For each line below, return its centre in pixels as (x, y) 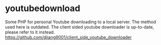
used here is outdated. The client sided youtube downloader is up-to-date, (80, 27)
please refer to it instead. (30, 32)
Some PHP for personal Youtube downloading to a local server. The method (80, 22)
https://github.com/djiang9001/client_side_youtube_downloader (68, 37)
